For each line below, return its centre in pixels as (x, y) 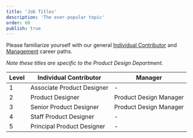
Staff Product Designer (62, 117)
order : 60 (18, 23)
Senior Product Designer (65, 107)
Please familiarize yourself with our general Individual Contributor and (91, 45)
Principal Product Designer (68, 127)
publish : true (24, 28)
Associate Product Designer (69, 88)
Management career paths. (39, 52)
